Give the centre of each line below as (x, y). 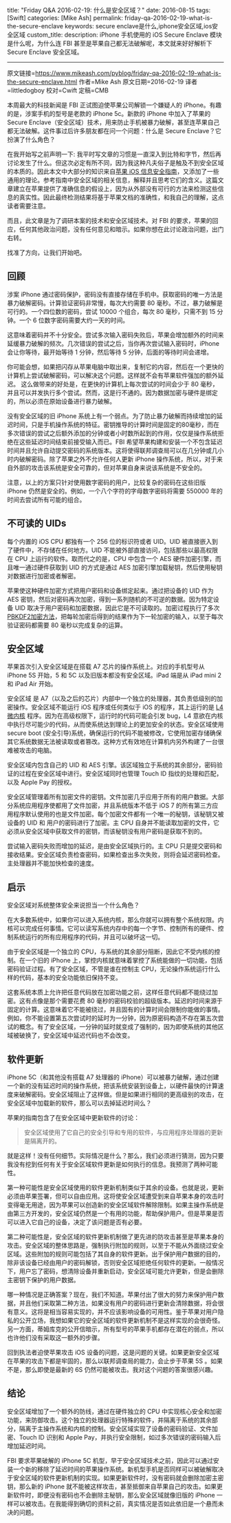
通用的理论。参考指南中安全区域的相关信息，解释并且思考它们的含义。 (107, 180)
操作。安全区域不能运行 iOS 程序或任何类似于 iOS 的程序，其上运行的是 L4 (118, 707)
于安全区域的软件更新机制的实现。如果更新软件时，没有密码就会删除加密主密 (115, 1477)
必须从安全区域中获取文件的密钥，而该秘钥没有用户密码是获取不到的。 (107, 832)
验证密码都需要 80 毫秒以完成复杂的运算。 (67, 625)
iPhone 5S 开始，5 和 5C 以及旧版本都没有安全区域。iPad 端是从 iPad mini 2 (114, 676)
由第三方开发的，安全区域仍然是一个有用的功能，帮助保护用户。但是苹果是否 (115, 1214)
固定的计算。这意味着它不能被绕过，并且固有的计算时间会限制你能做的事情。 (115, 1010)
